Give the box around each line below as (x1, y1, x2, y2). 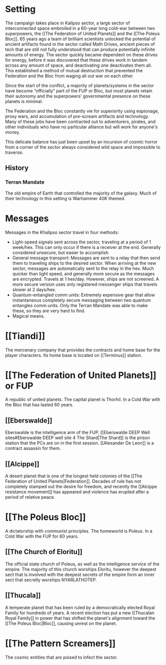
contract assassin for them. (5, 445, 61, 451)
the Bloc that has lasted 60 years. (5, 402, 74, 408)
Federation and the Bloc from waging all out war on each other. (5, 73, 134, 79)
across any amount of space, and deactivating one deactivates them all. (5, 62, 152, 68)
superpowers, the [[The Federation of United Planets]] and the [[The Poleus (5, 30, 160, 36)
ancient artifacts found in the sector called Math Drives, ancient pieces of (5, 41, 155, 47)
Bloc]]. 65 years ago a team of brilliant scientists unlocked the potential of (5, 36, 156, 42)
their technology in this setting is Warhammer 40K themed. (5, 195, 125, 201)
